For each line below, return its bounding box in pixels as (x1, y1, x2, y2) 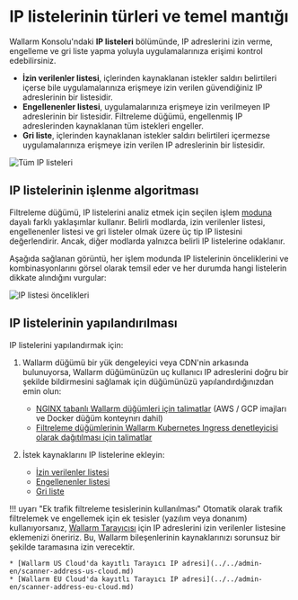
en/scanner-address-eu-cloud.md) (9, 582, 135, 591)
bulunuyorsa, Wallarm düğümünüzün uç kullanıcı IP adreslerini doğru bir (22, 366, 289, 377)
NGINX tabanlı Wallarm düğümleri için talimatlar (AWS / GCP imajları (35, 403, 287, 414)
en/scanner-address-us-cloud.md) (9, 567, 135, 576)
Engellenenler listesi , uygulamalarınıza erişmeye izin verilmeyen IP (22, 101, 271, 112)
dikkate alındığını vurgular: (9, 272, 107, 282)
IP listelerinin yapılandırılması (9, 316, 178, 331)
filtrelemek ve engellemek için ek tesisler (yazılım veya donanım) (9, 513, 248, 524)
